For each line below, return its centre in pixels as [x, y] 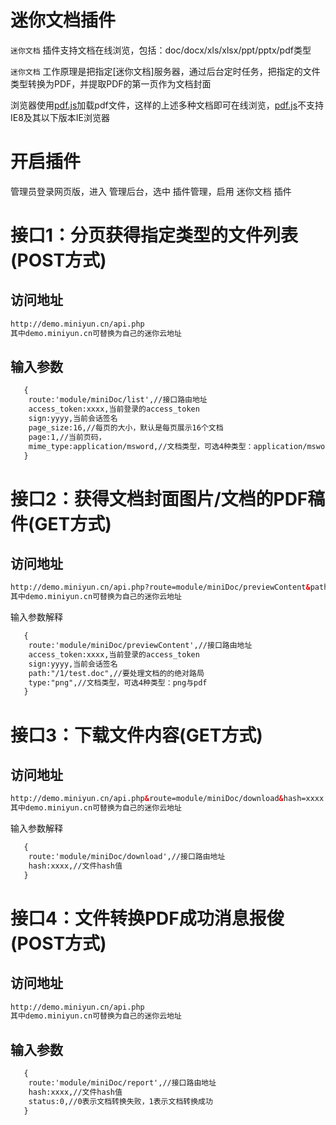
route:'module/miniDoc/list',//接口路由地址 [118, 400]
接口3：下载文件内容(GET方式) [136, 735]
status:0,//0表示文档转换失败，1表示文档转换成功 [120, 1101]
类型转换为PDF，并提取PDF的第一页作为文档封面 [111, 83]
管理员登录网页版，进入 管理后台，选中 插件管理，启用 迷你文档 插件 [151, 191]
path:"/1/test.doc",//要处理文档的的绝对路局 [116, 673]
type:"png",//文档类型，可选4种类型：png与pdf [118, 682]
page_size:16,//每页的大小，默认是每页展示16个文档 [126, 427]
